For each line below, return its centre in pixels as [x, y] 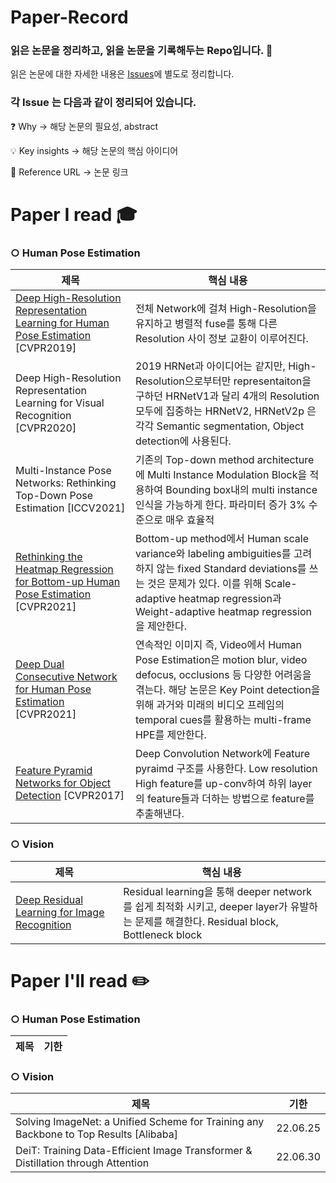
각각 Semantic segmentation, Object [219, 426]
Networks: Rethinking [66, 483]
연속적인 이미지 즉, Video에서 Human [218, 645]
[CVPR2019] [46, 348]
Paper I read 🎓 [74, 214]
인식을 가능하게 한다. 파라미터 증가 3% [220, 505]
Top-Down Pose [54, 496]
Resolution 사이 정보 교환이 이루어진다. [221, 339]
